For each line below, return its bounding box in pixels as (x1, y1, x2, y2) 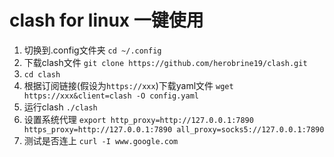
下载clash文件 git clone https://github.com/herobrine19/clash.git (23, 56, 308, 68)
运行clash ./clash (23, 101, 98, 113)
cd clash (23, 69, 61, 80)
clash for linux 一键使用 (9, 9, 204, 32)
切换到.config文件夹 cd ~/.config (23, 44, 162, 56)
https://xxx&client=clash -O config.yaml (23, 91, 199, 101)
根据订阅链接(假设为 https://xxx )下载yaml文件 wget (23, 79, 234, 91)
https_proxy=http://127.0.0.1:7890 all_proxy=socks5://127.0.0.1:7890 (23, 124, 325, 135)
